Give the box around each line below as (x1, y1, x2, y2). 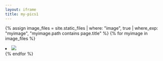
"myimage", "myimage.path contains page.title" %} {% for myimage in (5, 30, 148, 36)
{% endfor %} (5, 51, 34, 57)
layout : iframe (5, 7, 37, 12)
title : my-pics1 (5, 12, 39, 17)
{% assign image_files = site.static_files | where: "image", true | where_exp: (5, 25, 158, 31)
